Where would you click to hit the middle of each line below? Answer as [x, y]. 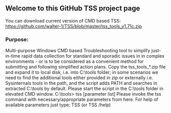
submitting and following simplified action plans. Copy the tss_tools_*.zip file [85, 67]
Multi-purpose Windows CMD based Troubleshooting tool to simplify [78, 51]
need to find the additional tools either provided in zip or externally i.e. [79, 78]
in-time [13, 56]
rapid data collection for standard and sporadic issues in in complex [93, 56]
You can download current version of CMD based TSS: [63, 20]
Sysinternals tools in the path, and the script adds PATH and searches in [81, 83]
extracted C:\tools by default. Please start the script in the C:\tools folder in [84, 88]
